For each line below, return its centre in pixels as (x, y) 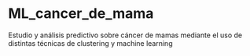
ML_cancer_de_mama (81, 14)
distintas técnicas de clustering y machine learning (90, 43)
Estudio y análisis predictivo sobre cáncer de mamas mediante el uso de (125, 35)
